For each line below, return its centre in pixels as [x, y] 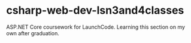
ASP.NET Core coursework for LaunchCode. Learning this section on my [96, 27]
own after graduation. [33, 33]
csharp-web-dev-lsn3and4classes [95, 10]
